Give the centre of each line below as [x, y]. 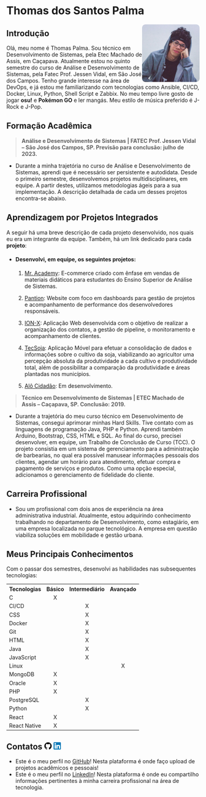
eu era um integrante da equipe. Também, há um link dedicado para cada [99, 239]
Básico [55, 589]
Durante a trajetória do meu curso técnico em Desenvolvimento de [99, 416]
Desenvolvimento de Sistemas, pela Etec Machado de [74, 55]
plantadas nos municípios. [57, 374]
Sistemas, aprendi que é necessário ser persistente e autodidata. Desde [106, 172]
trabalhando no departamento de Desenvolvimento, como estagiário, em [107, 522]
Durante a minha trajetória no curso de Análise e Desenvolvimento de [103, 166]
